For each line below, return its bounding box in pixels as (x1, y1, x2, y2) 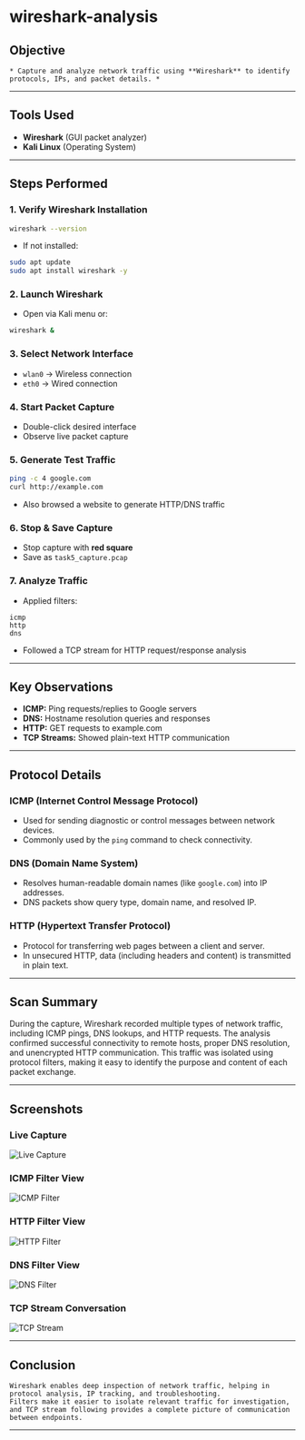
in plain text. (22, 960, 69, 971)
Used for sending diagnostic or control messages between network (22, 815, 275, 826)
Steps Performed (9, 176, 109, 192)
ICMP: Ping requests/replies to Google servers (22, 704, 198, 715)
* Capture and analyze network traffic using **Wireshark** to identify (9, 66, 290, 75)
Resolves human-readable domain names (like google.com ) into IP (22, 878, 268, 889)
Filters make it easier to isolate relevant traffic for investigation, (9, 1397, 290, 1406)
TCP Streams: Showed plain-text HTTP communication (22, 733, 230, 744)
